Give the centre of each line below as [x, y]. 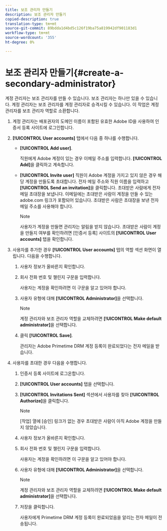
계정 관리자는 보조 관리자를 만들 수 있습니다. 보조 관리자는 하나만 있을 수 [75, 98]
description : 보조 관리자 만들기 [36, 14]
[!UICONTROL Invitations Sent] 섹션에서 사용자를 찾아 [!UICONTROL [89, 394]
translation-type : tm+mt [31, 24]
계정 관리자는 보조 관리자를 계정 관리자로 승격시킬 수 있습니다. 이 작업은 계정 [85, 104]
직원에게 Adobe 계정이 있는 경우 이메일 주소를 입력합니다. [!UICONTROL [91, 158]
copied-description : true [32, 19]
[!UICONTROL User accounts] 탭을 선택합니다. [67, 384]
